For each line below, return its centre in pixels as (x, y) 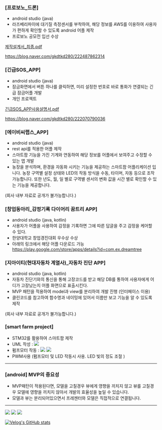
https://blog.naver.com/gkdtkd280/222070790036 (55, 119)
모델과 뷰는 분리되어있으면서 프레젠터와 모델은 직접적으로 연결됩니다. (76, 398)
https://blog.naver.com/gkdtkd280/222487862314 (55, 56)
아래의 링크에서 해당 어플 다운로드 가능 (48, 244)
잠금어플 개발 (29, 93)
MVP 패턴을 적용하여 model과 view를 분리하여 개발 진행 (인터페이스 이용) (81, 291)
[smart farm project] (29, 327)
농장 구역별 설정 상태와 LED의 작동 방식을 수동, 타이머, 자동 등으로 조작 (88, 173)
